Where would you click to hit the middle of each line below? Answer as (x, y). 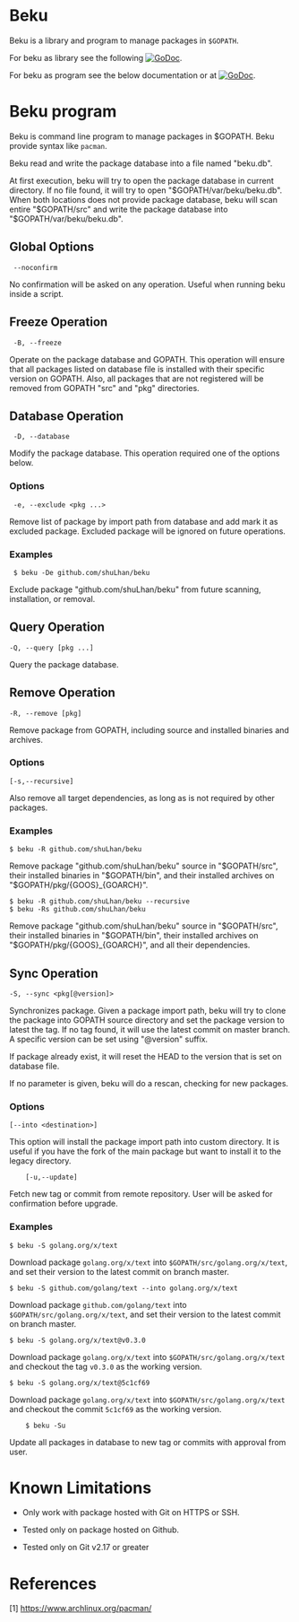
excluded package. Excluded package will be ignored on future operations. (148, 531)
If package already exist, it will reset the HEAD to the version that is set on (145, 1056)
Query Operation (57, 628)
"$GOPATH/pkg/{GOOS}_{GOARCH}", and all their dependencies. (130, 945)
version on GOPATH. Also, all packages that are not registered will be (137, 379)
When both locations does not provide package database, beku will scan (143, 199)
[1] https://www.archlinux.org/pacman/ (81, 1609)
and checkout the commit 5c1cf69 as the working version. (115, 1408)
